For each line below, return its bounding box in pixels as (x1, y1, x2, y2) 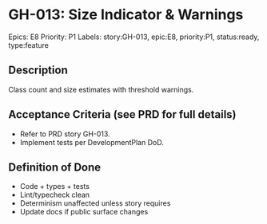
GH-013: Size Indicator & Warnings (8, 6, 244, 24)
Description (8, 64, 68, 77)
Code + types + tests (19, 182, 90, 191)
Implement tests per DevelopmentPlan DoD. (19, 137, 164, 147)
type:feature (8, 40, 50, 49)
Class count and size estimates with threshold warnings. (8, 84, 194, 94)
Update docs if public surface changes (19, 207, 149, 217)
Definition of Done (8, 160, 102, 174)
